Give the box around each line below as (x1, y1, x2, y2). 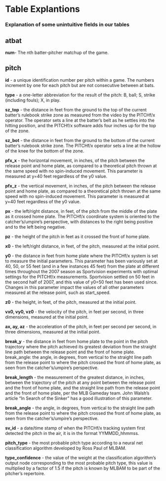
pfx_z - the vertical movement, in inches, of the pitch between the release (5, 183, 156, 189)
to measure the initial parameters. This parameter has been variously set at (5, 258, 158, 264)
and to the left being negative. (5, 224, 66, 230)
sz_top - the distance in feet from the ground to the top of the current (5, 106, 147, 112)
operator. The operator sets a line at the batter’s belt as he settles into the (5, 117, 155, 123)
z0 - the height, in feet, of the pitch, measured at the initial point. (5, 299, 137, 305)
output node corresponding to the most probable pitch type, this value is (5, 460, 153, 466)
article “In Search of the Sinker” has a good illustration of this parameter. (5, 395, 153, 401)
